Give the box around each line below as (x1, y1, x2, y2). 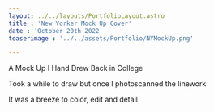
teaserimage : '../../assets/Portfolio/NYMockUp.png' (8, 34, 195, 43)
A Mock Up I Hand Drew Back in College (8, 64, 143, 73)
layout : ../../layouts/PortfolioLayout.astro (8, 11, 165, 20)
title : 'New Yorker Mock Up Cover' (8, 19, 132, 27)
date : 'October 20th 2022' (8, 27, 104, 35)
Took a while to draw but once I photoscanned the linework (8, 79, 207, 89)
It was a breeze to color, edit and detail (8, 94, 138, 105)
